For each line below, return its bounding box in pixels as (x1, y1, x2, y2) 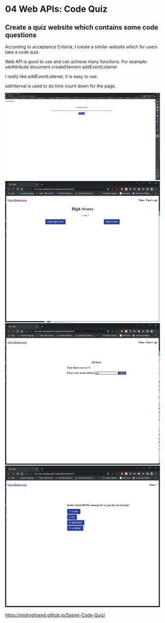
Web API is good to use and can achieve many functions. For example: (5, 59, 148, 65)
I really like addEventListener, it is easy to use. (5, 73, 98, 79)
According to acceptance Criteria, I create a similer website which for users (5, 44, 158, 50)
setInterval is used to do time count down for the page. (5, 83, 116, 89)
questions (5, 31, 37, 39)
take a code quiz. (5, 49, 40, 55)
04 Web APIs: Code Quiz (5, 3, 108, 15)
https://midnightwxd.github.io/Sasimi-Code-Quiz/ (5, 612, 106, 618)
